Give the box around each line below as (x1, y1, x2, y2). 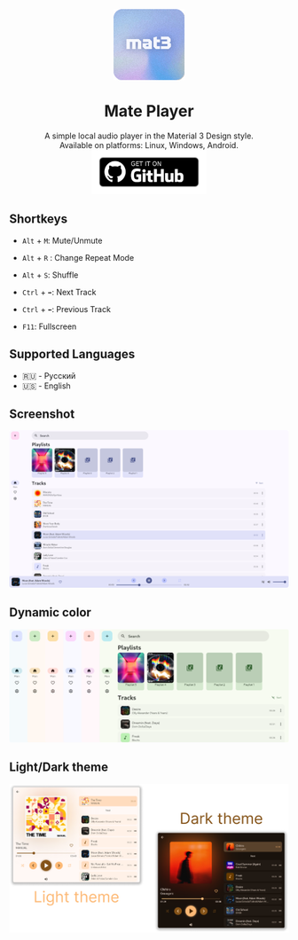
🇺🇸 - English (21, 380, 71, 391)
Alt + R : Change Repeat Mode (21, 252, 135, 262)
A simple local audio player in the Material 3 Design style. (43, 130, 255, 141)
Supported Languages (9, 347, 136, 362)
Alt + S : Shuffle (21, 270, 79, 280)
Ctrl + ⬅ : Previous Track (21, 303, 111, 314)
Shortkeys (9, 212, 68, 227)
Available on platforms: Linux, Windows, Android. (59, 139, 239, 150)
